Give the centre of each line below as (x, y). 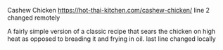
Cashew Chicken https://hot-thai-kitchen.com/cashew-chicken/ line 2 (108, 10)
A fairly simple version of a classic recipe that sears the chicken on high (111, 31)
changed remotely (34, 18)
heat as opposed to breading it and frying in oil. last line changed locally (111, 39)
